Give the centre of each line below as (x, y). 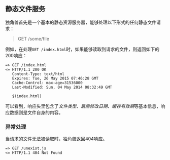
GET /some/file (33, 38)
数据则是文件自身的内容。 (36, 112)
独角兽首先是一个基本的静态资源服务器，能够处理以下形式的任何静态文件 (81, 22)
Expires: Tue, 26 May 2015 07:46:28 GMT (55, 78)
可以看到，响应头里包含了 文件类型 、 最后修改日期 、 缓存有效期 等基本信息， (83, 106)
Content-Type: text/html (38, 74)
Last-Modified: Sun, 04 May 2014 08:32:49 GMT (62, 87)
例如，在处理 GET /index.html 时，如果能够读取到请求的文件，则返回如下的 (82, 49)
